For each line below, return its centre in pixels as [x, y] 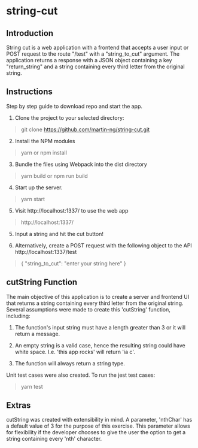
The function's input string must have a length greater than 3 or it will [100, 327]
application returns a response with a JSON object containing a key [89, 60]
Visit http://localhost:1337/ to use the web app [71, 210]
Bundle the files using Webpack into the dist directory [81, 164]
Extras [19, 405]
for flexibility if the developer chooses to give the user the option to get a [96, 432]
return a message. [37, 334]
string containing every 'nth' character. [54, 439]
